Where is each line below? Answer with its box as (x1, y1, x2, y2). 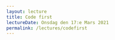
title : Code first (6, 14, 52, 20)
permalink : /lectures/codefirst (6, 25, 87, 31)
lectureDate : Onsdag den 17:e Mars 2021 (6, 19, 110, 25)
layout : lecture (6, 8, 47, 15)
